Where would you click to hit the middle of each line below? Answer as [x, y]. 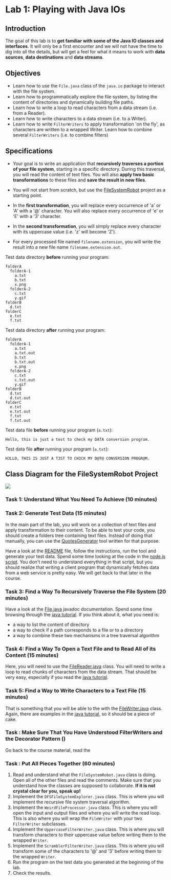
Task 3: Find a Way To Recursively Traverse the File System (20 [86, 591]
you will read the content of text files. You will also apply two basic [83, 174]
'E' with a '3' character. [37, 216]
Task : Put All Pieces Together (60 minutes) [60, 763]
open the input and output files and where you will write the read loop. [87, 813]
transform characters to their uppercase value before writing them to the [89, 835]
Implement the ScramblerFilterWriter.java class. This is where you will [88, 846]
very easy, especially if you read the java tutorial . [57, 677]
